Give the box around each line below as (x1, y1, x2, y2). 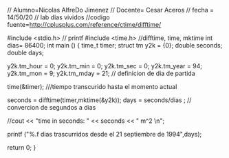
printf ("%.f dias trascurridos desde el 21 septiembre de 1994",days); (7, 130, 202, 138)
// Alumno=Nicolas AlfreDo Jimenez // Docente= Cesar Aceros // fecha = (7, 6, 215, 14)
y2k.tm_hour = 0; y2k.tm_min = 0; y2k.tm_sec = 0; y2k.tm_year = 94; (7, 62, 203, 70)
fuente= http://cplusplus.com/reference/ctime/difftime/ (7, 21, 162, 28)
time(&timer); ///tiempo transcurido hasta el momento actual (7, 83, 177, 90)
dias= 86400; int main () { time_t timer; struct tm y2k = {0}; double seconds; (7, 41, 223, 49)
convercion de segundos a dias (7, 103, 96, 111)
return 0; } (7, 144, 36, 151)
